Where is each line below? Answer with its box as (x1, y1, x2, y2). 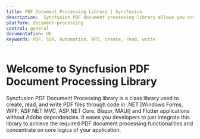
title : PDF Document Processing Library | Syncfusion (6, 8, 143, 15)
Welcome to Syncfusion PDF (6, 62, 150, 76)
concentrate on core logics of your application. (6, 126, 121, 133)
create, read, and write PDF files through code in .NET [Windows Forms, (6, 101, 183, 108)
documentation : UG (6, 31, 52, 37)
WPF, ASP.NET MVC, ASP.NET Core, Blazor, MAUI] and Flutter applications (6, 107, 190, 114)
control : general (6, 25, 49, 32)
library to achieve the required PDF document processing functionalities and (6, 120, 193, 127)
